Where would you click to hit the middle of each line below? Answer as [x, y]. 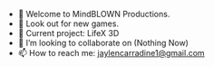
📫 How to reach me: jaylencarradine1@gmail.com [112, 53]
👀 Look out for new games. [68, 24]
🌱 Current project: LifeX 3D [68, 33]
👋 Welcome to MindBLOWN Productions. [94, 14]
